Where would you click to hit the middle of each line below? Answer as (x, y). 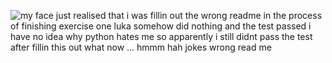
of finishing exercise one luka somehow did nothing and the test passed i (161, 26)
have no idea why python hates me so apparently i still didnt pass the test (161, 36)
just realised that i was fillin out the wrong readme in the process (189, 15)
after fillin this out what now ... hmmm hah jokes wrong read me (141, 47)
